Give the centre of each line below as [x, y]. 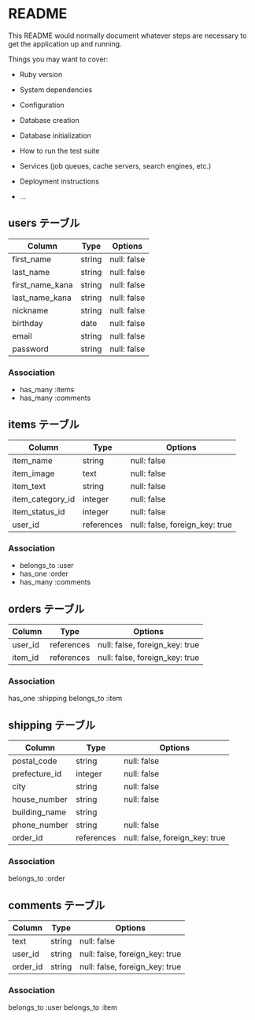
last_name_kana [42, 298]
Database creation [50, 120]
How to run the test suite [59, 150]
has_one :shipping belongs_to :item [65, 699]
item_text [29, 486]
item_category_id [44, 499]
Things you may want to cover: [58, 59]
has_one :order [44, 574]
